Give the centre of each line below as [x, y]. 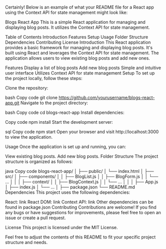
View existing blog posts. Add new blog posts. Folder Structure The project [82, 156]
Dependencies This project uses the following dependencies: [68, 192]
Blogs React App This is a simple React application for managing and [75, 22]
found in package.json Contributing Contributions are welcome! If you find [81, 207]
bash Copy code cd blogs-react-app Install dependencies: [65, 112]
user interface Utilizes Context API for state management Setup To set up [80, 73]
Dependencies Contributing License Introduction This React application [78, 42]
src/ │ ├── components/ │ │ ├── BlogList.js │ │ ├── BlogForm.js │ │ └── [82, 176]
